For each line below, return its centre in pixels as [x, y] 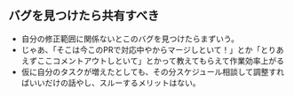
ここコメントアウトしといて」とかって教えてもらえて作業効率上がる [161, 61]
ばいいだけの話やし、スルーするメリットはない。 [111, 83]
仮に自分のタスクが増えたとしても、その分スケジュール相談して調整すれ [153, 71]
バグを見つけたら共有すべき [84, 16]
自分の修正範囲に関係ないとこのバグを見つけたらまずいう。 [130, 39]
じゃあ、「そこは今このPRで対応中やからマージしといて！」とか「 [141, 49]
